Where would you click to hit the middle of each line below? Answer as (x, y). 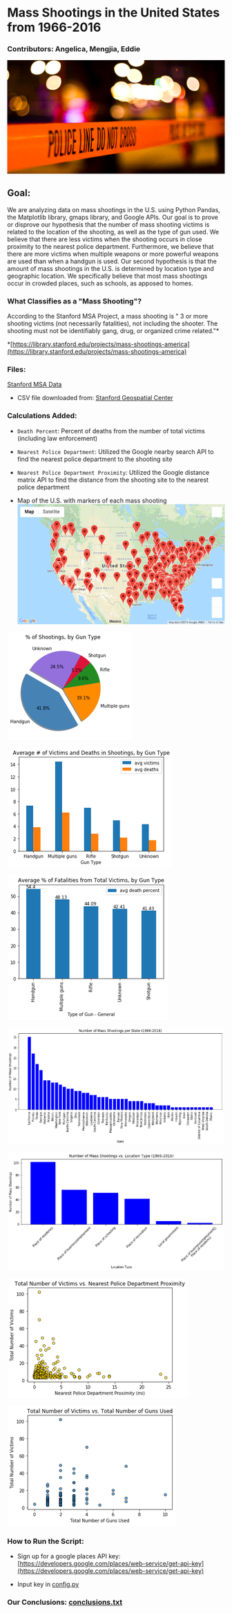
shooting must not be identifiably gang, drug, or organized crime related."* (113, 330)
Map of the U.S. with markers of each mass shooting (92, 500)
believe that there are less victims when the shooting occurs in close (105, 239)
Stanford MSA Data (35, 384)
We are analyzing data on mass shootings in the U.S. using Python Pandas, (114, 209)
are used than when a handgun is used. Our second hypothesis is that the (112, 261)
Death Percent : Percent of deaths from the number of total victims (111, 431)
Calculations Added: (42, 416)
